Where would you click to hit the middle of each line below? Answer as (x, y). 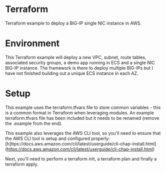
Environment (32, 43)
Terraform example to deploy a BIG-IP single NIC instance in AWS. (73, 23)
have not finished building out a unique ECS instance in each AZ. (72, 73)
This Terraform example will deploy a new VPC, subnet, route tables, (76, 57)
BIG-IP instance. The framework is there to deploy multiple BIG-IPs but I (79, 68)
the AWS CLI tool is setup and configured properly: (57, 138)
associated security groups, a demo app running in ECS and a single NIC (80, 62)
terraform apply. (22, 164)
